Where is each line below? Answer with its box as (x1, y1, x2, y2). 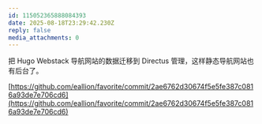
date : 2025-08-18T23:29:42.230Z (8, 19, 114, 27)
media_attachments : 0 (8, 33, 80, 42)
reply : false (8, 26, 51, 34)
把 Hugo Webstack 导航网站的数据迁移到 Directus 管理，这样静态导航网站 (8, 56, 247, 66)
